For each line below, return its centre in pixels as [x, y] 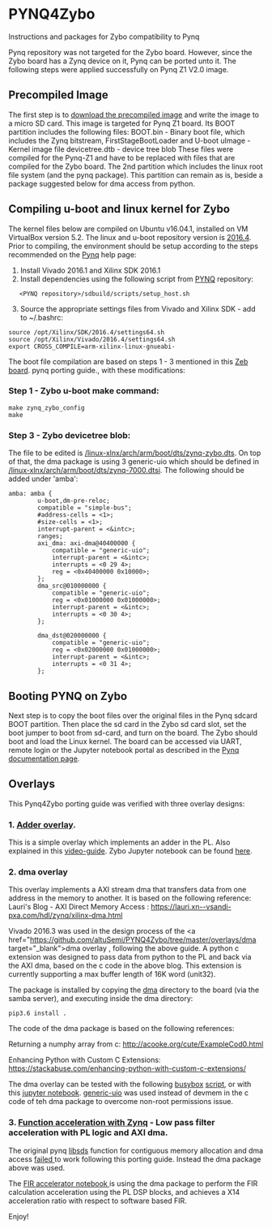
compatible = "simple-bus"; [85, 508]
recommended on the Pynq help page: [72, 254]
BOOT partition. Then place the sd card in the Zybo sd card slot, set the [127, 724]
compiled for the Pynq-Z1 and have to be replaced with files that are [122, 157]
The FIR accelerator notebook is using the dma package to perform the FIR [133, 1183]
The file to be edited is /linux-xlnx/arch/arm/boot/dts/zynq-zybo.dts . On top [135, 453]
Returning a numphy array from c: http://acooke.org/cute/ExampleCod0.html [136, 1044]
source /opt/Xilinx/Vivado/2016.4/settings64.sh [92, 339]
